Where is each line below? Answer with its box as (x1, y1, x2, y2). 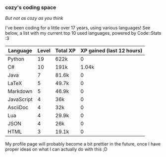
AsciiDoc (7, 104, 29, 111)
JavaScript (7, 96, 33, 103)
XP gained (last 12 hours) (80, 47, 143, 54)
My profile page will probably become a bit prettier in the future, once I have (5, 141, 161, 147)
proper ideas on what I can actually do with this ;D (5, 146, 108, 153)
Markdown (7, 88, 33, 95)
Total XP (55, 47, 76, 54)
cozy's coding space (5, 4, 56, 11)
